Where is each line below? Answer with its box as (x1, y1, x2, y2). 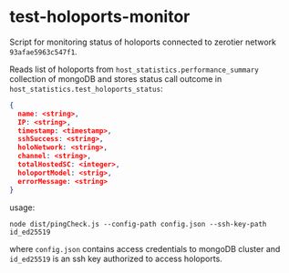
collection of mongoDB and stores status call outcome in (9, 73, 222, 84)
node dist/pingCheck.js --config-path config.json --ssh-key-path (9, 219, 267, 228)
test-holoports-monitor (9, 6, 191, 27)
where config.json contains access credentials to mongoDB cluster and (9, 243, 281, 254)
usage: (9, 202, 36, 213)
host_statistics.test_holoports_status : (9, 83, 163, 94)
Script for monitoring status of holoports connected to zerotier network (9, 36, 276, 47)
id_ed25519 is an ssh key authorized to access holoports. (9, 253, 223, 264)
